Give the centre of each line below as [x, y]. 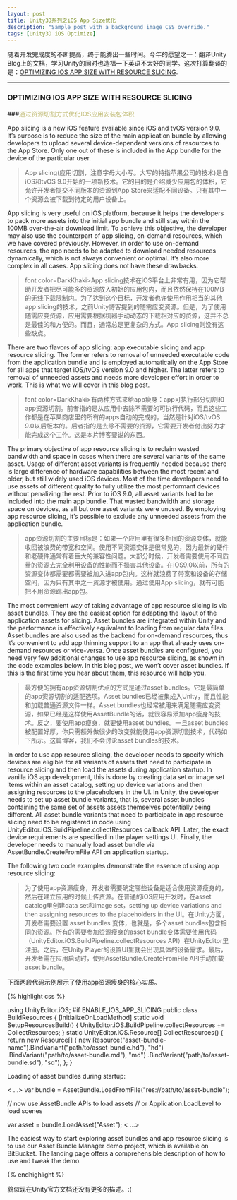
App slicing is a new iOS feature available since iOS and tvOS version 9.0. [114, 128]
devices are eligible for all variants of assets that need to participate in [109, 762]
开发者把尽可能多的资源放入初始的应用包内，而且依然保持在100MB [127, 289]
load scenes [25, 1111]
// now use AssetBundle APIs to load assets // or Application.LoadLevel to [114, 1103]
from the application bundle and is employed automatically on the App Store [118, 362]
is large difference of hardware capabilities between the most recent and [113, 471]
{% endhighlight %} [36, 1174]
